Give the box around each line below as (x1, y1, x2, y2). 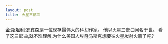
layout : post (5, 7, 33, 13)
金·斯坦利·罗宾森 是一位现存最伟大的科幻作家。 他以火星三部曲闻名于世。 (5, 26, 158, 33)
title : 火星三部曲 (5, 12, 41, 17)
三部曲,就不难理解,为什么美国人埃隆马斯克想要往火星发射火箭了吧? (14, 33, 154, 39)
